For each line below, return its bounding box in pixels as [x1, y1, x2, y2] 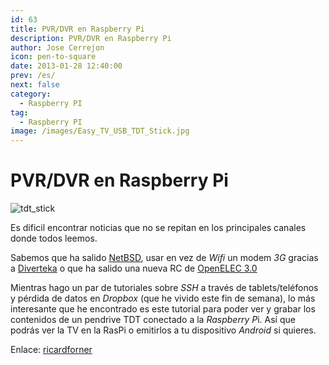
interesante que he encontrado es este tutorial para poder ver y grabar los [10, 303, 316, 315]
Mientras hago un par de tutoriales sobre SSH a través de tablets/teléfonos [10, 282, 319, 294]
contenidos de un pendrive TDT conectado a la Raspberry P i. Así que [10, 314, 296, 326]
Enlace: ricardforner [10, 344, 93, 356]
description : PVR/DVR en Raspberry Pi [10, 33, 172, 43]
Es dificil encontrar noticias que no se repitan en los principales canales [10, 222, 307, 234]
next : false [10, 80, 60, 90]
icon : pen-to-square [10, 52, 97, 62]
